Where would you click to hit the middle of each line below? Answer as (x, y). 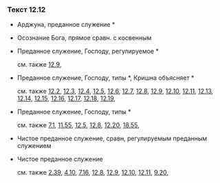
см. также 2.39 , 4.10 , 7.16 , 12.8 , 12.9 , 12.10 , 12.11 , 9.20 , (93, 173)
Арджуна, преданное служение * (66, 25)
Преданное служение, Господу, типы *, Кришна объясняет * (106, 78)
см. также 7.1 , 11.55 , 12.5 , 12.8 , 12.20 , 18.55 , (78, 125)
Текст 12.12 (26, 10)
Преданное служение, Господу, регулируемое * (88, 51)
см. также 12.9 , (39, 65)
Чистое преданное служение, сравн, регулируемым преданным (112, 138)
